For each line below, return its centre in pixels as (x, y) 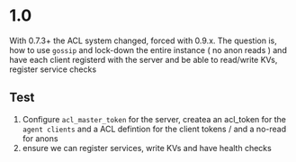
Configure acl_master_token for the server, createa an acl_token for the (154, 119)
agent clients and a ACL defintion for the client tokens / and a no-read (154, 129)
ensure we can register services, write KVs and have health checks (147, 148)
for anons (40, 138)
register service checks (53, 69)
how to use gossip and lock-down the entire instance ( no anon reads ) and (148, 49)
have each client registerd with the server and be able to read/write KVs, (144, 59)
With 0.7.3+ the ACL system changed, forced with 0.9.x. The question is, (143, 40)
